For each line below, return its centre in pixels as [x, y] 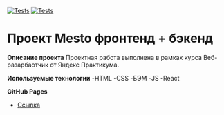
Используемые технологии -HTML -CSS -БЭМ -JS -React [93, 78]
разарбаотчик [28, 65]
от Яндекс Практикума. [84, 65]
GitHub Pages [27, 91]
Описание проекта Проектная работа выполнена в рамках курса [105, 57]
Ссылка [28, 105]
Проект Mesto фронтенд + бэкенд [110, 39]
